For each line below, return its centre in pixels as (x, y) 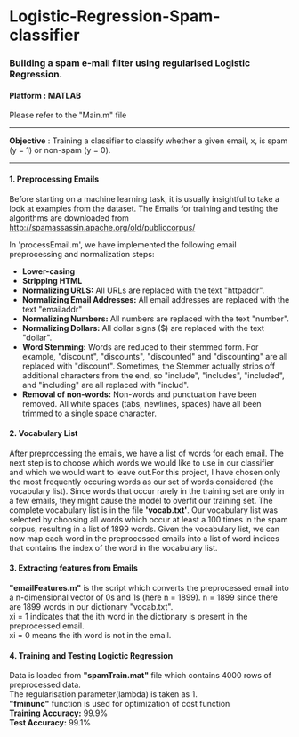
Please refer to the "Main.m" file (68, 115)
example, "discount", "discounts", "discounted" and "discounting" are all (155, 356)
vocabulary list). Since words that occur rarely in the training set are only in (147, 490)
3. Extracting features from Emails (73, 568)
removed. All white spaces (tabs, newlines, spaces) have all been (141, 403)
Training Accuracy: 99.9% (59, 713)
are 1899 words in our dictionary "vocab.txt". (91, 606)
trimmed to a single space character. (89, 413)
